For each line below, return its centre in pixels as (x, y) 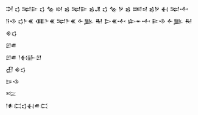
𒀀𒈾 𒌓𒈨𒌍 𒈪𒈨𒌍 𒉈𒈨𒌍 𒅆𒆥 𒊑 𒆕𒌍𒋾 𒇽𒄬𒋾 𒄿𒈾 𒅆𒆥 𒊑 (99, 21)
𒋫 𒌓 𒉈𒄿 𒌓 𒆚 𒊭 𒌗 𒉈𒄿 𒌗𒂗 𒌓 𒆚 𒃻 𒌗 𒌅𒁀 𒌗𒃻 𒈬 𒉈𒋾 (97, 9)
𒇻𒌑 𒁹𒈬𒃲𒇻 (24, 57)
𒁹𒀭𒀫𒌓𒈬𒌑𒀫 (27, 106)
